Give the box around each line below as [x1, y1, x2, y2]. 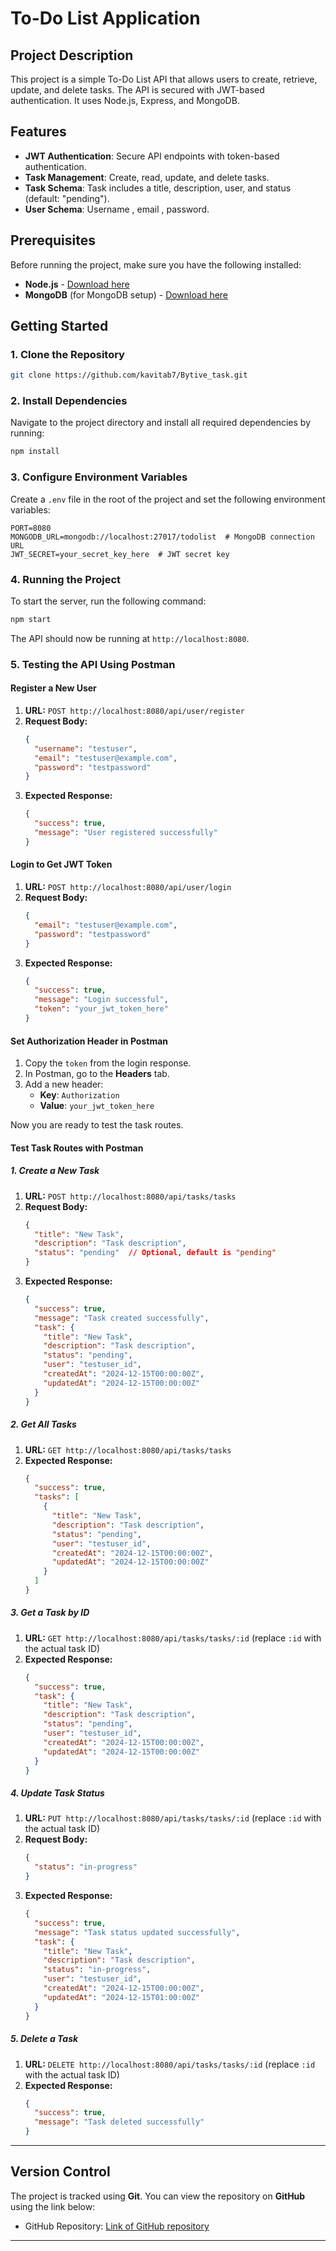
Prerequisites [10, 232, 96, 249]
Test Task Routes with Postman [10, 1142, 144, 1154]
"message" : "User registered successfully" [34, 828, 218, 838]
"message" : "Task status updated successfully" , [34, 1927, 241, 1937]
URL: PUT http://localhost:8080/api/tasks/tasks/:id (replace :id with [24, 1812, 322, 1824]
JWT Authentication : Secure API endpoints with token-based [24, 150, 280, 162]
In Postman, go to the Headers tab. [24, 1068, 170, 1080]
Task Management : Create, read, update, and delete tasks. [24, 171, 270, 183]
